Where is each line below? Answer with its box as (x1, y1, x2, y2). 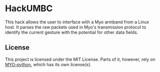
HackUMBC (5, 3, 53, 14)
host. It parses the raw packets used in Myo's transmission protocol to (5, 24, 146, 30)
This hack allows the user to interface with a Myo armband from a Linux (5, 19, 149, 25)
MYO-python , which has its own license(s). (5, 61, 92, 67)
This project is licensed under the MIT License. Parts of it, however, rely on (5, 56, 156, 62)
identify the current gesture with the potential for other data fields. (5, 29, 138, 35)
